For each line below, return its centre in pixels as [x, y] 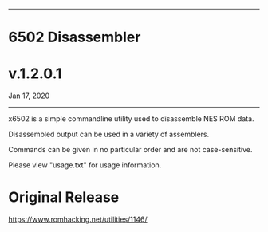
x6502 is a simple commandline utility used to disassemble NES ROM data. [131, 119]
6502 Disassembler [75, 37]
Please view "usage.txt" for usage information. [85, 165]
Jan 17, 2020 [29, 96]
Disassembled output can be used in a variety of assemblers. [109, 134]
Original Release [64, 197]
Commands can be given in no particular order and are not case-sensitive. [130, 150]
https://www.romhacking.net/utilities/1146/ [78, 219]
